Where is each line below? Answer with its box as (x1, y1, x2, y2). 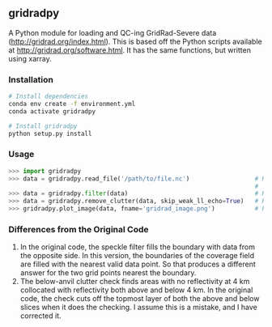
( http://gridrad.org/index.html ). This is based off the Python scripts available (8, 36, 262, 46)
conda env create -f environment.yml (8, 100, 136, 108)
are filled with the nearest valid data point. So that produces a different (19, 259, 257, 270)
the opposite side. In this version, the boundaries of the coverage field (19, 251, 255, 261)
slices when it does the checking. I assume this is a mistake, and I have (19, 303, 257, 312)
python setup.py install (8, 130, 92, 138)
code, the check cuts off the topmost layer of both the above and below (19, 294, 260, 304)
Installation (8, 74, 54, 85)
